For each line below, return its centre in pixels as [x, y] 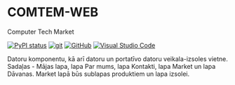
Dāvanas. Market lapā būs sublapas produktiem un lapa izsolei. [99, 74]
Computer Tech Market [41, 32]
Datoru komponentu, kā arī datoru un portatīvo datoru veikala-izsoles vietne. [117, 59]
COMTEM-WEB [53, 12]
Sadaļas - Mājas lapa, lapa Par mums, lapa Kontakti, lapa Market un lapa [112, 66]
